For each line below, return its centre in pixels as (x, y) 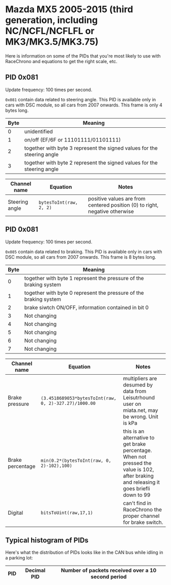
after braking (138, 476)
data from (135, 391)
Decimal (35, 570)
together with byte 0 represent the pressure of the (84, 293)
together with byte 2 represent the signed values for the (91, 162)
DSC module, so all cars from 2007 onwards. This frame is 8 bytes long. (81, 257)
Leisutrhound (139, 397)
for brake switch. (143, 522)
